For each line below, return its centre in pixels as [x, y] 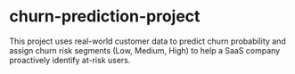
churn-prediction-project [105, 16]
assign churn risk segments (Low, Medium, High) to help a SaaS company [145, 50]
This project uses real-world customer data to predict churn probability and [148, 41]
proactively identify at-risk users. [70, 60]
